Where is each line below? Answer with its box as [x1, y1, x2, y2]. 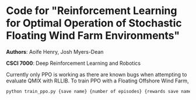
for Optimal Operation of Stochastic [6, 16, 182, 30]
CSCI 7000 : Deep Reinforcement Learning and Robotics [6, 60, 141, 67]
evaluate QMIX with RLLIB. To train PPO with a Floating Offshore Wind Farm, [6, 77, 189, 84]
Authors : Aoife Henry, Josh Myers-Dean [6, 48, 104, 55]
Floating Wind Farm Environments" [6, 29, 180, 42]
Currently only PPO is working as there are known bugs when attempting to [6, 71, 187, 78]
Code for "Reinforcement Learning [6, 4, 177, 18]
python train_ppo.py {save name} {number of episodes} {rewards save [6, 88, 179, 94]
